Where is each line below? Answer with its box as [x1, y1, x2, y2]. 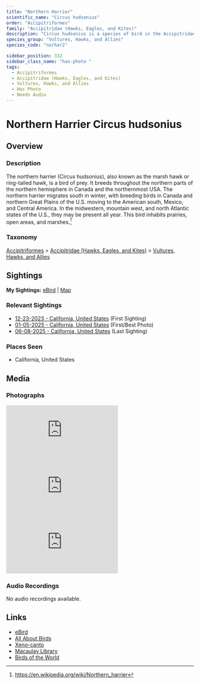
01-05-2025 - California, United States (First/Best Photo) [14, 321, 154, 328]
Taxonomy [6, 233, 37, 242]
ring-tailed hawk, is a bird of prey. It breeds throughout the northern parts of [6, 179, 193, 186]
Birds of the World [14, 654, 60, 661]
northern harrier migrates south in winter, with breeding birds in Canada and [6, 192, 193, 199]
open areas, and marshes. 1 [6, 217, 72, 225]
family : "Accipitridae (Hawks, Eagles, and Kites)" [6, 25, 137, 32]
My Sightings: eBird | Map [6, 286, 71, 294]
